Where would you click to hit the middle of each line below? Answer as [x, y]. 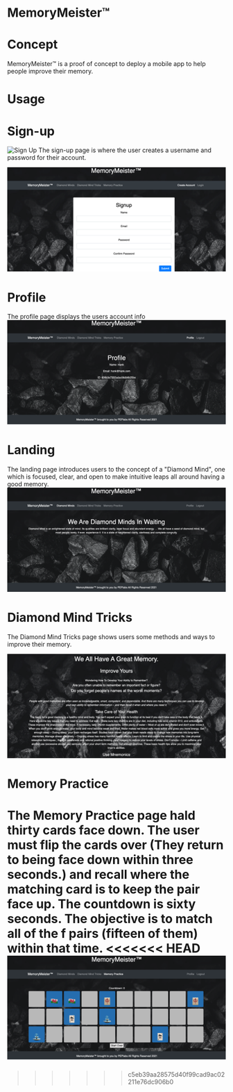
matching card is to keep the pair [104, 890]
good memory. [28, 484]
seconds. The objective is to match [110, 919]
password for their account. [47, 158]
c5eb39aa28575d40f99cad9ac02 [176, 1074]
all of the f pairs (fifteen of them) [103, 934]
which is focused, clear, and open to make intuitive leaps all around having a [116, 477]
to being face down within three [101, 860]
